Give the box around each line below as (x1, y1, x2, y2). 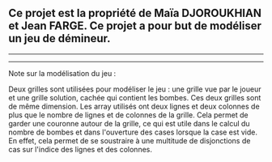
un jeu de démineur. (8, 32, 111, 45)
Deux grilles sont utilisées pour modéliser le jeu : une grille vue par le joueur (8, 84, 261, 94)
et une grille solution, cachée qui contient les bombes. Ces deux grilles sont (8, 92, 261, 102)
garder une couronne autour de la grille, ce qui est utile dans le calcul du (8, 118, 250, 128)
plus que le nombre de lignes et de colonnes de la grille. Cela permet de (8, 109, 249, 120)
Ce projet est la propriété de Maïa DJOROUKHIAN (8, 6, 261, 20)
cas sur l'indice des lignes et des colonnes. (8, 144, 152, 154)
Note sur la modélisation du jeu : (8, 68, 117, 78)
